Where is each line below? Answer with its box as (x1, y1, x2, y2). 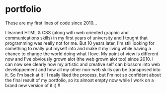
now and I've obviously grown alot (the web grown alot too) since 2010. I (5, 56, 154, 62)
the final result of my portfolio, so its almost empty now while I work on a (5, 77, 154, 83)
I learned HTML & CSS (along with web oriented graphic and (5, 29, 129, 35)
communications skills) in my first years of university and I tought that (5, 35, 148, 41)
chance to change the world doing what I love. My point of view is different (5, 51, 159, 57)
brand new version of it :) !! (5, 82, 61, 88)
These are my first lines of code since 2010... (5, 20, 97, 26)
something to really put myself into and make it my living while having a (5, 45, 151, 51)
